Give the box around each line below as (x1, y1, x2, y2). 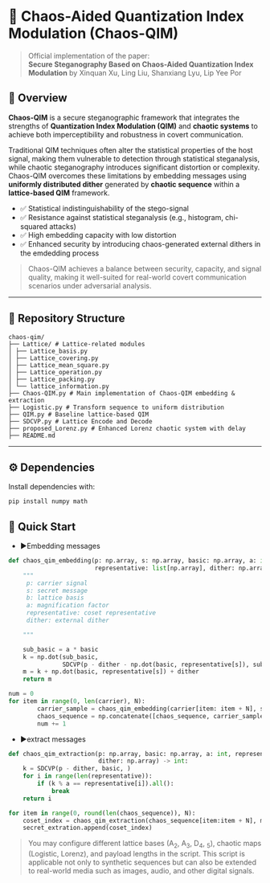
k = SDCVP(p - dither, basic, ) (22, 765, 131, 773)
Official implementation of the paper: (27, 51, 150, 60)
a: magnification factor (26, 602, 110, 610)
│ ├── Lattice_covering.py (8, 354, 99, 362)
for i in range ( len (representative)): (22, 772, 153, 780)
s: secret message (26, 587, 88, 595)
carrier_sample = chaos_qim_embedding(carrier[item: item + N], (37, 705, 257, 713)
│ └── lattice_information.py (8, 382, 110, 390)
